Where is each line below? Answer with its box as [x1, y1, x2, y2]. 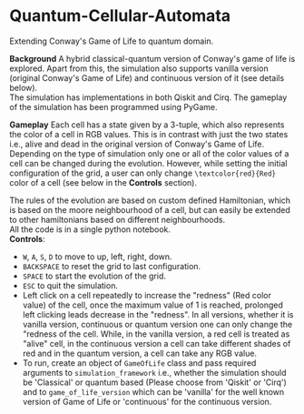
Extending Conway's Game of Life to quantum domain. [9, 35, 214, 46]
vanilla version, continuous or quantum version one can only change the [22, 318, 293, 329]
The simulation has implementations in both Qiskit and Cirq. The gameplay [9, 92, 288, 103]
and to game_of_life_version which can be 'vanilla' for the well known [22, 386, 285, 397]
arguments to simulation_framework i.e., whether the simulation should [22, 367, 288, 378]
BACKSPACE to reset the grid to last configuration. [22, 260, 201, 271]
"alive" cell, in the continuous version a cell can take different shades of [22, 338, 291, 348]
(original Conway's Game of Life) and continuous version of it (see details [9, 72, 285, 83]
